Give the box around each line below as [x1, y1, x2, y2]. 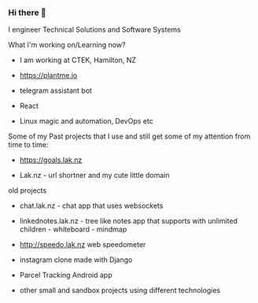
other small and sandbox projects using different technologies [19, 286, 221, 295]
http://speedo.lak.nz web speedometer [19, 240, 146, 249]
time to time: [8, 140, 49, 150]
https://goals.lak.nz [19, 155, 83, 164]
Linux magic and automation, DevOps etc [19, 116, 153, 126]
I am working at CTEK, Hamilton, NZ [19, 55, 136, 65]
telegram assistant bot [19, 86, 93, 95]
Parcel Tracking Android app [19, 271, 112, 280]
